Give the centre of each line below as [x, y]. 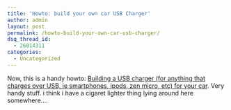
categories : [24, 53]
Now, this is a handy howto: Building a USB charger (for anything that [106, 78]
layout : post [26, 26]
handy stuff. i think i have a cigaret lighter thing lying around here [100, 93]
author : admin [28, 20]
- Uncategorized [37, 59]
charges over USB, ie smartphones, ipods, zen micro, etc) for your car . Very [116, 85]
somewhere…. [28, 100]
